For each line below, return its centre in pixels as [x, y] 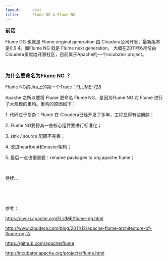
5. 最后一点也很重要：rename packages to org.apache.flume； [70, 158]
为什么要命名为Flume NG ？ [38, 75]
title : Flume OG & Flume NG [40, 15]
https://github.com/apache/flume [40, 243]
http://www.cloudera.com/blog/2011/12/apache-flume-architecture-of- [79, 228]
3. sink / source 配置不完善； [35, 136]
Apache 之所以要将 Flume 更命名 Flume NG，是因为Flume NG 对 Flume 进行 [84, 97]
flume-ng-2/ [18, 233]
